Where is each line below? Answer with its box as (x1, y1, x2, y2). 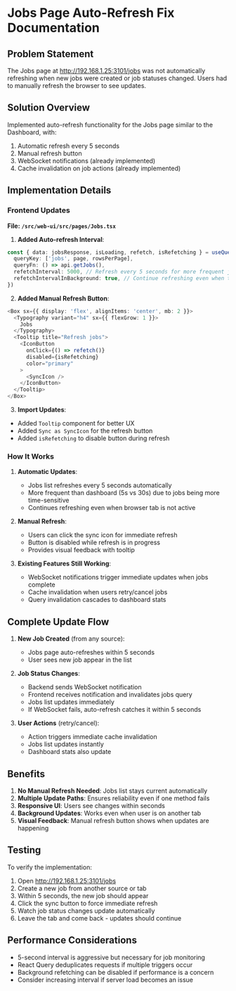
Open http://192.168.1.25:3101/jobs (17, 876, 117, 885)
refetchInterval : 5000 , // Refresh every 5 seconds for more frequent (13, 269, 225, 276)
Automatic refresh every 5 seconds (17, 141, 120, 150)
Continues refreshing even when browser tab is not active (27, 504, 196, 512)
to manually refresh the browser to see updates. (7, 82, 146, 89)
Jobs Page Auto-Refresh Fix (7, 5, 175, 21)
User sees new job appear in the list (27, 656, 132, 664)
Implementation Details (7, 184, 112, 196)
